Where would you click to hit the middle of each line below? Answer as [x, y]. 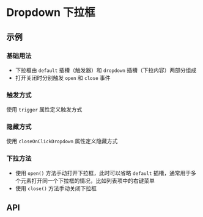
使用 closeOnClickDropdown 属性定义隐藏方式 [62, 141]
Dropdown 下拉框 [51, 12]
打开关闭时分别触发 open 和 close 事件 [63, 77]
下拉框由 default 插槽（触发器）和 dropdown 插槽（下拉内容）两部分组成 [106, 70]
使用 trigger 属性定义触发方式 [44, 110]
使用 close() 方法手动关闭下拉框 [56, 188]
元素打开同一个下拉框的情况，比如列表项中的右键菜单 [87, 180]
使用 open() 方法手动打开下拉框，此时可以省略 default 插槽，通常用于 [103, 173]
